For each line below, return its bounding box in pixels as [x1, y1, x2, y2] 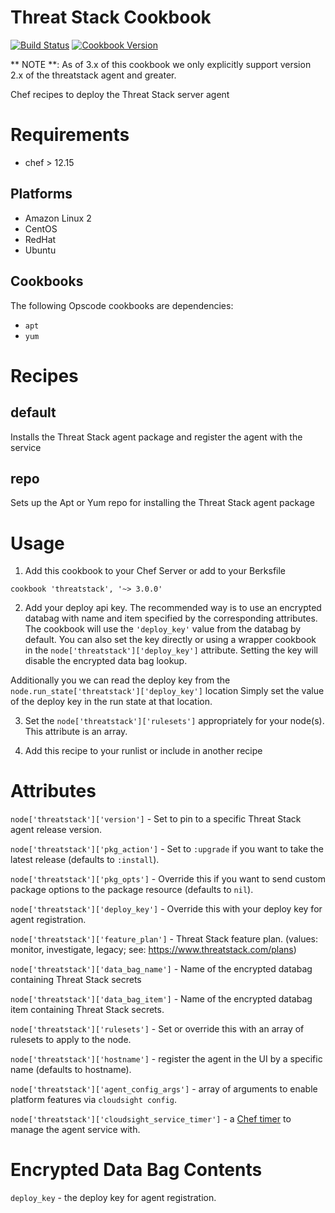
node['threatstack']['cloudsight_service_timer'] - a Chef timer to [10, 1113, 292, 1125]
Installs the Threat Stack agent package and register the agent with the [10, 431, 303, 443]
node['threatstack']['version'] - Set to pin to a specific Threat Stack [10, 813, 302, 825]
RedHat [24, 233, 57, 245]
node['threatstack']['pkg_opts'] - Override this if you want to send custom [10, 873, 326, 885]
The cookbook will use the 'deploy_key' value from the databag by [24, 623, 302, 635]
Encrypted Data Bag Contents [10, 1159, 263, 1181]
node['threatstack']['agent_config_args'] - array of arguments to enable [10, 1083, 318, 1095]
